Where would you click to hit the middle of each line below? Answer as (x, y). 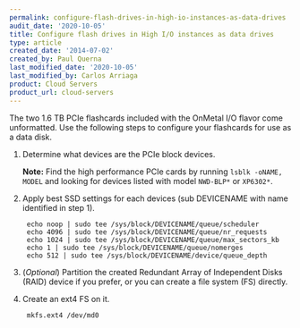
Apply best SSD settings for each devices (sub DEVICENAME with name (155, 198)
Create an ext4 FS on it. (66, 299)
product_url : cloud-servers (62, 92)
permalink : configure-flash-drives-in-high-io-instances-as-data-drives (148, 17)
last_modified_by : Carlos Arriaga (74, 76)
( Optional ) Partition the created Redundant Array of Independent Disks (152, 272)
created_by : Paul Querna (56, 59)
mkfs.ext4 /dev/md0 (63, 315)
